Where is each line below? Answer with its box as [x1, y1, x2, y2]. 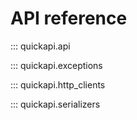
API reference [10, 7, 128, 30]
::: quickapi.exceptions [10, 59, 103, 71]
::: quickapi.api [10, 40, 71, 52]
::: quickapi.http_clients [10, 78, 106, 91]
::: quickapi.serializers [10, 98, 101, 110]
